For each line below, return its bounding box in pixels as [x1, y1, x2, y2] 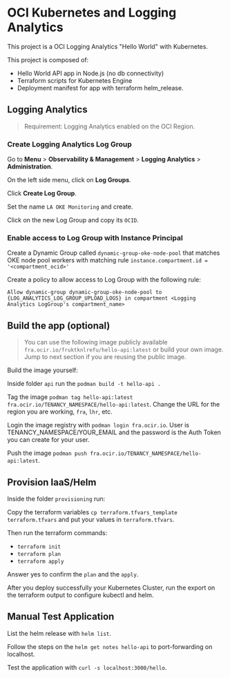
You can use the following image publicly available [23, 338, 168, 347]
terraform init [17, 543, 61, 550]
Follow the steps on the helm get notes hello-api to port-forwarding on [7, 642, 213, 650]
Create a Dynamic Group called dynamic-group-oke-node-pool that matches [7, 249, 220, 257]
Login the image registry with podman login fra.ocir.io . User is [7, 421, 190, 429]
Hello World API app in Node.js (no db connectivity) [17, 69, 164, 77]
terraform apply [17, 558, 64, 565]
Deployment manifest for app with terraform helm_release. [17, 84, 184, 92]
